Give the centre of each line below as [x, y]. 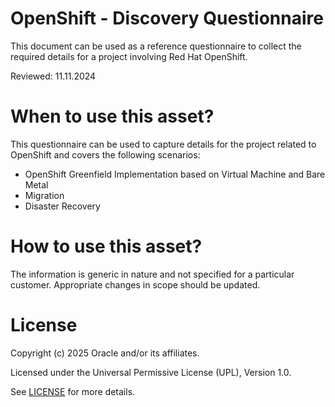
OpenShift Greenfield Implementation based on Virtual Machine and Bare [175, 174]
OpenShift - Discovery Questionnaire [167, 18]
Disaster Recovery [62, 206]
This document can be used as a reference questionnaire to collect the [156, 46]
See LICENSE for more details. [73, 391]
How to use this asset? [106, 246]
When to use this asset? [112, 116]
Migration [44, 195]
